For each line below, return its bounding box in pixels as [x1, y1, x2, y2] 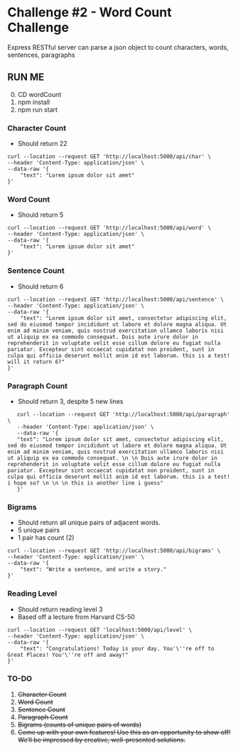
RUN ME [7, 71, 45, 83]
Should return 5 [17, 211, 64, 219]
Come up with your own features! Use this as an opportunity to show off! [17, 727, 231, 736]
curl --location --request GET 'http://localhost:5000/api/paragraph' [16, 410, 231, 418]
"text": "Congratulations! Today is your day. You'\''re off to [20, 645, 215, 652]
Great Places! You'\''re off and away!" [7, 651, 129, 658]
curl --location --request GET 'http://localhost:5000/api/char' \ [7, 153, 212, 160]
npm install [17, 98, 50, 106]
